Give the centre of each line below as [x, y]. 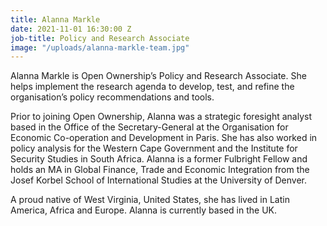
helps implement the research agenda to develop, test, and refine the [152, 87]
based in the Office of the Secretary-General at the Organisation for [149, 127]
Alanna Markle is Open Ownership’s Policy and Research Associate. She [158, 76]
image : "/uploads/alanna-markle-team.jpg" [100, 47]
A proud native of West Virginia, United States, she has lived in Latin [150, 200]
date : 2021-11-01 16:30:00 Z [71, 29]
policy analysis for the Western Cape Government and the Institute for [154, 148]
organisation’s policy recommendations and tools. [112, 97]
